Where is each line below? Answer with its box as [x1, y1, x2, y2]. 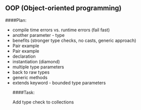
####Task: [12, 89, 35, 95]
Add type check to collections [12, 99, 74, 105]
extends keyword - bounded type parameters [12, 80, 106, 86]
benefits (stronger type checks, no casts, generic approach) [12, 37, 137, 43]
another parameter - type [12, 32, 65, 38]
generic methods [12, 74, 48, 80]
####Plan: [5, 17, 26, 23]
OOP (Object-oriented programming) [5, 4, 122, 12]
